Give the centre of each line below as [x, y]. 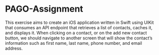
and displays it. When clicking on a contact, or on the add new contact [76, 33]
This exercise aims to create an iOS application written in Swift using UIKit [79, 22]
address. [14, 48]
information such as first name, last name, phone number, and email [74, 43]
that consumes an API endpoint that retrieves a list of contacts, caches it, [79, 27]
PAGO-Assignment [44, 9]
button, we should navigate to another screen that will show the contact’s [79, 38]
